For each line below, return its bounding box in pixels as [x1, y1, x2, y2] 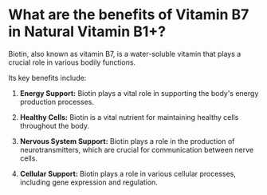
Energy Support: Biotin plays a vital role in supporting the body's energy [19, 88, 259, 97]
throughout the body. [19, 121, 90, 130]
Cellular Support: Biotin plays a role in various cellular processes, [19, 169, 237, 178]
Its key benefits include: [8, 73, 87, 82]
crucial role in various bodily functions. [8, 58, 136, 67]
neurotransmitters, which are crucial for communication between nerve [19, 145, 253, 154]
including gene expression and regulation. [19, 177, 158, 187]
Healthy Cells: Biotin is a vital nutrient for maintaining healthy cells [19, 112, 239, 121]
